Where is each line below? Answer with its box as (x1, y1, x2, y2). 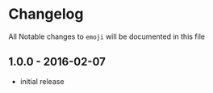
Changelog (8, 5, 84, 23)
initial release (19, 76, 65, 86)
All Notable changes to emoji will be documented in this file (8, 32, 206, 41)
